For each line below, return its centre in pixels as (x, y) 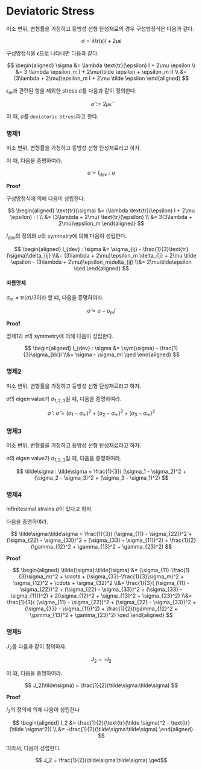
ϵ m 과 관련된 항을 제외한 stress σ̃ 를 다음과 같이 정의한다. (71, 91)
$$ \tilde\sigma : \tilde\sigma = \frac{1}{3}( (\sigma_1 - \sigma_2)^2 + (101, 471)
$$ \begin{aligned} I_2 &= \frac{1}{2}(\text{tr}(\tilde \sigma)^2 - (91, 723)
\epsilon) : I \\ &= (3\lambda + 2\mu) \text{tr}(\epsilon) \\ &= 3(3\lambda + (101, 217)
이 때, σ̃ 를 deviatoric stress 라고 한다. (52, 116)
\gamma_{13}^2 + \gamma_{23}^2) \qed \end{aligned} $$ (101, 615)
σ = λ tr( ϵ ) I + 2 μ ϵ (101, 41)
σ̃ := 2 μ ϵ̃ (101, 103)
